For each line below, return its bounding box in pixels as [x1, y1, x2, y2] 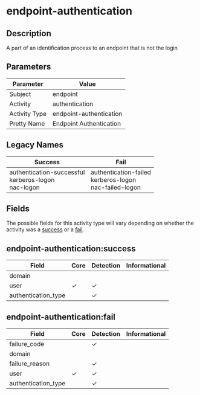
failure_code [9, 340, 45, 348]
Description [6, 28, 51, 39]
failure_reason [9, 359, 50, 368]
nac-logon [9, 183, 40, 191]
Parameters [6, 62, 51, 72]
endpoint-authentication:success [6, 243, 136, 254]
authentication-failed [90, 168, 151, 176]
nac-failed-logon [90, 183, 141, 191]
